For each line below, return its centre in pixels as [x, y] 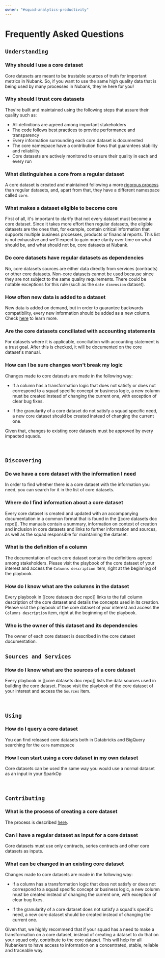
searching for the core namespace [40, 745]
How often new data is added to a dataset [55, 297]
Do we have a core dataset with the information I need [70, 474]
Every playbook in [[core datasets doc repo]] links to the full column [74, 597]
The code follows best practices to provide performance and [74, 130]
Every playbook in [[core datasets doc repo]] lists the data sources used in [81, 681]
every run [22, 161]
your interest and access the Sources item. [48, 691]
